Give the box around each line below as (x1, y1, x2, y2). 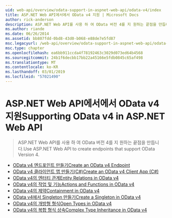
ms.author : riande (5, 27, 45, 32)
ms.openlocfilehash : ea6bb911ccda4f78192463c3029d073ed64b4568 (5, 50, 143, 55)
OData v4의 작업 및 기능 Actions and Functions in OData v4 (12, 181, 135, 187)
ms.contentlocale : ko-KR (5, 64, 58, 70)
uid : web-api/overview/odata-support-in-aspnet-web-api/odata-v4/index (5, 7, 161, 13)
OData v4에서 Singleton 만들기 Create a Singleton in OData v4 (12, 194, 141, 200)
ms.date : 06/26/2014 (5, 31, 50, 36)
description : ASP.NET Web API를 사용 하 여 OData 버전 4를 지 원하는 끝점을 (5, 21, 157, 27)
